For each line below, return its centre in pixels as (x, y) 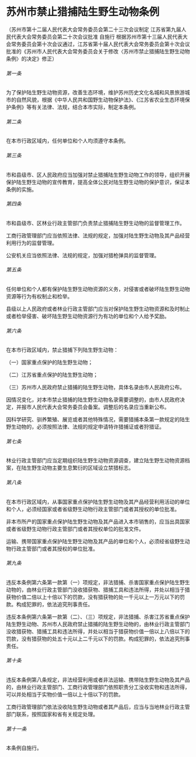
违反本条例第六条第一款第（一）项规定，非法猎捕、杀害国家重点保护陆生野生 (98, 582)
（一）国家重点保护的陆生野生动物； (50, 362)
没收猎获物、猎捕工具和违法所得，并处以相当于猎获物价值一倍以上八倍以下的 (98, 631)
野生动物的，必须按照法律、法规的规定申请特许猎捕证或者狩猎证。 (85, 427)
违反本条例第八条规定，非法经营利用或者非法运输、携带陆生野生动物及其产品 (98, 680)
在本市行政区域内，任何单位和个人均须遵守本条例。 (67, 141)
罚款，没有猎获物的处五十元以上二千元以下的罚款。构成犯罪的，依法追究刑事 (98, 639)
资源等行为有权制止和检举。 (39, 296)
